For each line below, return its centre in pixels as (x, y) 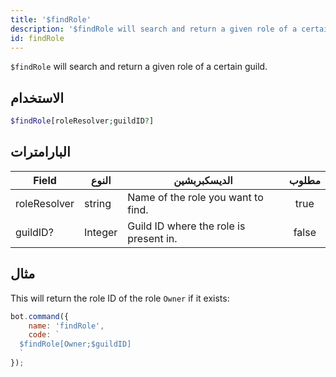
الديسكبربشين (203, 180)
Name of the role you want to (195, 197)
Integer (100, 232)
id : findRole (37, 38)
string (97, 203)
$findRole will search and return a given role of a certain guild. (139, 67)
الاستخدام (37, 97)
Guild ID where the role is (186, 226)
